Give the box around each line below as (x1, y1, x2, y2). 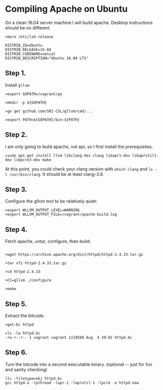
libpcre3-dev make (14, 157, 51, 162)
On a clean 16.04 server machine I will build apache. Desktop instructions (5, 20, 153, 25)
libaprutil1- (132, 153, 159, 158)
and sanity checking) (5, 366, 47, 372)
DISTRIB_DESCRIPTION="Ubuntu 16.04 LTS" (5, 55, 89, 61)
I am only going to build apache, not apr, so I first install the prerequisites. (5, 144, 153, 149)
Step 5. (5, 300, 27, 308)
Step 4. (5, 225, 28, 234)
